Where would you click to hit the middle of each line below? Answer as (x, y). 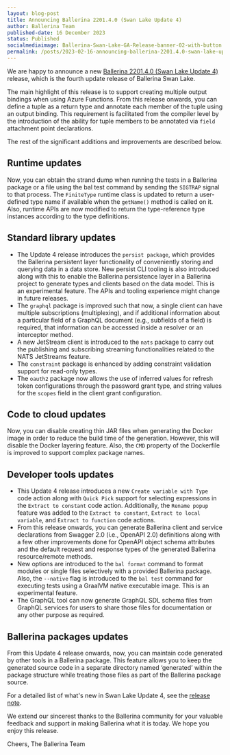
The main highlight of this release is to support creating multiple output (107, 92)
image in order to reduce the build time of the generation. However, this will (113, 438)
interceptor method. (45, 334)
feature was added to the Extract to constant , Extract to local (108, 513)
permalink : (23, 52)
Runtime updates (44, 163)
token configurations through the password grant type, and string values (119, 386)
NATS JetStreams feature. (54, 356)
